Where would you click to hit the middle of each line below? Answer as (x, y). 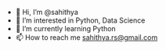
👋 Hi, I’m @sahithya (47, 12)
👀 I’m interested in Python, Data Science (80, 20)
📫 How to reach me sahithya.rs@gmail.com (87, 37)
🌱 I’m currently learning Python (65, 29)
